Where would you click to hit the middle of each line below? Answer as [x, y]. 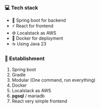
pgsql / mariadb [28, 96]
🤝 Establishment [25, 58]
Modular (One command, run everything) [54, 80]
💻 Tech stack [21, 7]
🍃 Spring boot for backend [39, 20]
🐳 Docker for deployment [37, 38]
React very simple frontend [39, 101]
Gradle [19, 75]
